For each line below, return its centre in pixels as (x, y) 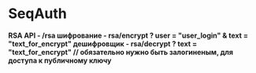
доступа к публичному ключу (60, 60)
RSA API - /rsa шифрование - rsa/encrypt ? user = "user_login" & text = (128, 35)
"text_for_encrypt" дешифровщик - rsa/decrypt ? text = (103, 43)
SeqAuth (37, 14)
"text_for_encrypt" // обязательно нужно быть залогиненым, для (121, 52)
